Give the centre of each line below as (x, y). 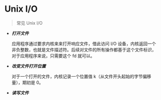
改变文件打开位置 (29, 66)
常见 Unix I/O (29, 23)
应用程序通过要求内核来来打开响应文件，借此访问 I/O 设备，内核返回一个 (84, 43)
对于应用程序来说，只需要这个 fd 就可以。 (53, 56)
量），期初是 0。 (27, 82)
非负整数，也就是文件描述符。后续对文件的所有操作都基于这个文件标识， (84, 50)
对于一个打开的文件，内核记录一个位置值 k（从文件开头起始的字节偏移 (81, 76)
